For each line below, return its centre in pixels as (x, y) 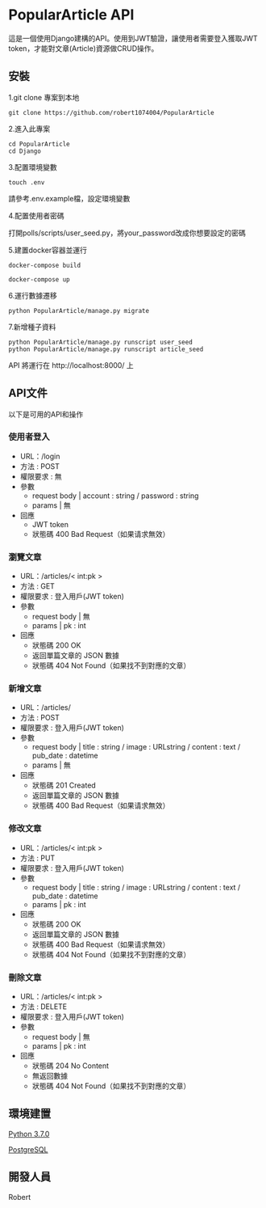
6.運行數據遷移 (33, 295)
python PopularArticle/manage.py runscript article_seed (106, 349)
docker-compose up (39, 279)
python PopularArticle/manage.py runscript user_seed (101, 342)
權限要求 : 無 (41, 476)
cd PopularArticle (39, 144)
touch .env (27, 182)
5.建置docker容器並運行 (48, 250)
